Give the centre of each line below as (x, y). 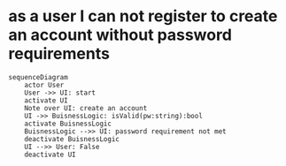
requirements (59, 54)
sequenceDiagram (38, 77)
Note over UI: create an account (86, 108)
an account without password (120, 35)
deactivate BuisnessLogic (72, 139)
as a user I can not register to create (143, 16)
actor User (44, 85)
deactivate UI (50, 155)
